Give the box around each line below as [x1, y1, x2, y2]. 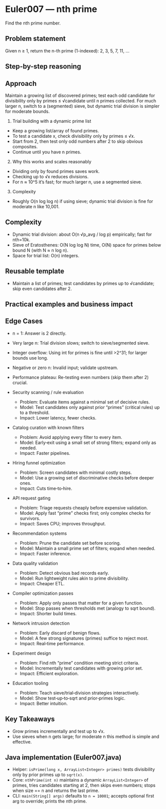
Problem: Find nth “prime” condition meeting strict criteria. [19, 660, 140, 666]
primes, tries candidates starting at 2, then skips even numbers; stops [12, 783, 156, 789]
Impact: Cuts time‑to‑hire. [19, 485, 73, 491]
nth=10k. [12, 236, 31, 243]
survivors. [19, 515, 41, 521]
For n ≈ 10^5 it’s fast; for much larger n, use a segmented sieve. [12, 179, 143, 185]
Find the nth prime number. [5, 20, 61, 26]
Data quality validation [12, 560, 58, 566]
